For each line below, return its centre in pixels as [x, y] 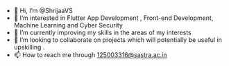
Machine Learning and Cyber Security [68, 25]
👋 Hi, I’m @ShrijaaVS [43, 11]
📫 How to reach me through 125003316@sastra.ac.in [91, 55]
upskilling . [29, 47]
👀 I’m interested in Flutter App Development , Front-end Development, [113, 18]
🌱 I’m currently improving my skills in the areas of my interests [103, 32]
